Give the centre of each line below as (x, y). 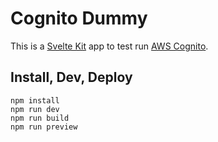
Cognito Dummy (79, 18)
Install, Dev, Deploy (71, 77)
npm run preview (44, 127)
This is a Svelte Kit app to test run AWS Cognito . (109, 46)
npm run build (40, 118)
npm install (35, 100)
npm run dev (35, 109)
